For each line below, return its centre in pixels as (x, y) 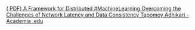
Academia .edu (25, 21)
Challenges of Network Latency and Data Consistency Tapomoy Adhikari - (97, 15)
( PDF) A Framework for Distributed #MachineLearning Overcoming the (94, 9)
